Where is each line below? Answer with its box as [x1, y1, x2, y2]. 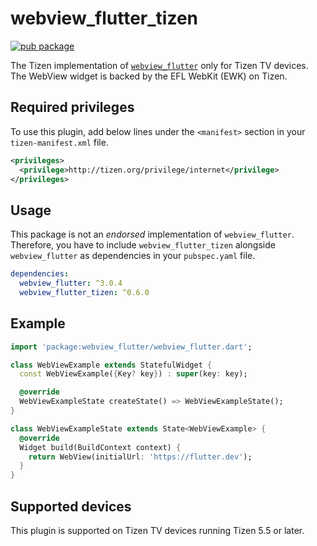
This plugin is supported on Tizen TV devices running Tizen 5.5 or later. [10, 524, 305, 536]
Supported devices [10, 498, 132, 515]
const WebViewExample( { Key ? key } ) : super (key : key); [19, 369, 248, 379]
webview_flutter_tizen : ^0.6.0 [19, 287, 150, 297]
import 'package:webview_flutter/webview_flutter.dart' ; [10, 342, 253, 352]
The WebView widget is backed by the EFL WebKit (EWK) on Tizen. [10, 70, 288, 82]
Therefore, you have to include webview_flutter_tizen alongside [10, 239, 276, 251]
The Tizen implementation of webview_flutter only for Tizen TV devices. [10, 59, 309, 71]
